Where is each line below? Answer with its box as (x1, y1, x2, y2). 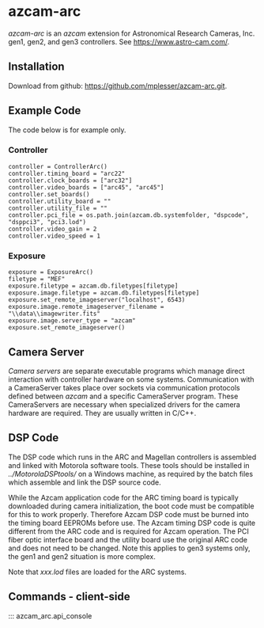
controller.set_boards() (8, 190, 90, 198)
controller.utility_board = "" (8, 197, 111, 205)
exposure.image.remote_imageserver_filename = (8, 303, 164, 311)
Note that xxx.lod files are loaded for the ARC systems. (8, 567, 187, 577)
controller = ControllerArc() (8, 162, 108, 170)
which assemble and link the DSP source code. (8, 478, 162, 487)
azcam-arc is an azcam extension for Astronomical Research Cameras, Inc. (8, 29, 255, 38)
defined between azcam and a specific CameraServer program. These (8, 391, 239, 401)
